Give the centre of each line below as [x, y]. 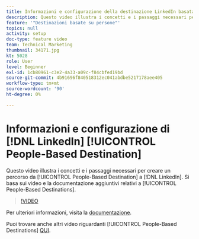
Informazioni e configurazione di [88, 129]
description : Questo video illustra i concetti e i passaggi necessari [96, 17]
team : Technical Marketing [39, 45]
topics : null [22, 28]
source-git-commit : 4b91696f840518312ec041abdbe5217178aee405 [84, 78]
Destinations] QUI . [28, 230]
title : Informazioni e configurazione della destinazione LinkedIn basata [100, 12]
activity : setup [26, 34]
